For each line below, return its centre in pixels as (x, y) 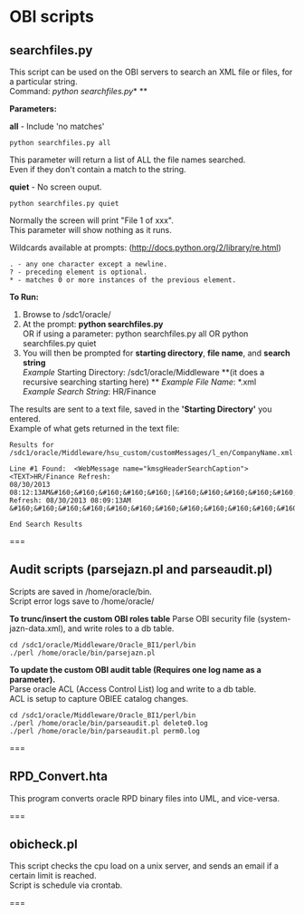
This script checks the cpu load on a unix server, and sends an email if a (144, 866)
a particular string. (44, 82)
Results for (32, 445)
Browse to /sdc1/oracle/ (66, 314)
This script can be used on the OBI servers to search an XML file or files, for (151, 72)
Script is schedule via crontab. (66, 885)
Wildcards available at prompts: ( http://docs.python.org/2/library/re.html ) (146, 248)
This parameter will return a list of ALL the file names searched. (128, 160)
